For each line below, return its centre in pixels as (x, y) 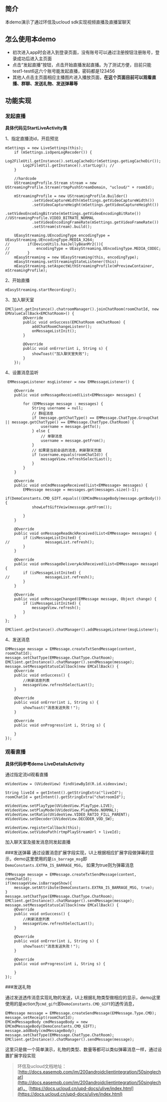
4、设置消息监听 (22, 373)
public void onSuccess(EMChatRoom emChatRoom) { (74, 322)
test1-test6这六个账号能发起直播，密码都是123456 (64, 71)
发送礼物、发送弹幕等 (56, 83)
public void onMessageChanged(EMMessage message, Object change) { (85, 599)
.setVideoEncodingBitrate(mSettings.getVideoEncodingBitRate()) (73, 214)
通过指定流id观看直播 (27, 774)
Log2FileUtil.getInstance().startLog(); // (69, 166)
